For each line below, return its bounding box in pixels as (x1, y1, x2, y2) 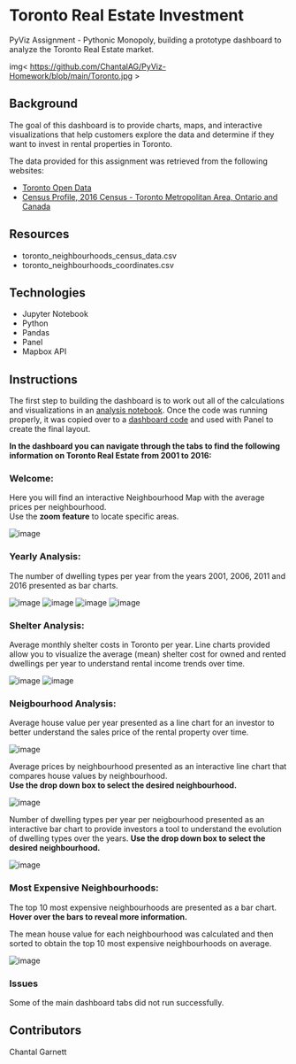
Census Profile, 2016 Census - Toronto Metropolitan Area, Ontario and (21, 191, 278, 202)
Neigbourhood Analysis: (9, 698, 117, 709)
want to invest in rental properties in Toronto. (9, 138, 173, 149)
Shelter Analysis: (9, 619, 85, 631)
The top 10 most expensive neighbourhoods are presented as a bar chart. (9, 902, 277, 913)
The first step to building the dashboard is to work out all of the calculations (9, 396, 285, 406)
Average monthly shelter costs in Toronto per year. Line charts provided (9, 639, 270, 651)
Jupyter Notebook (21, 309, 88, 320)
